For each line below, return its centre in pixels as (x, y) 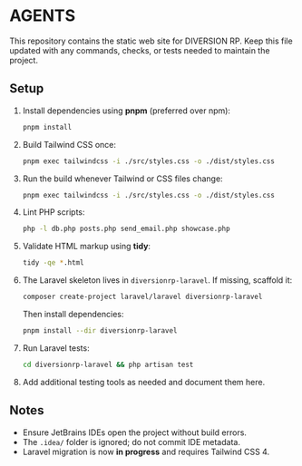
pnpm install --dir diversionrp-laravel (100, 331)
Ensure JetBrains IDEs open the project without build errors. (135, 432)
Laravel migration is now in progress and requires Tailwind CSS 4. (146, 451)
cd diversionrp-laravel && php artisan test (108, 364)
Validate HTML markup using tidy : (87, 247)
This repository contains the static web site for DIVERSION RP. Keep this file (151, 41)
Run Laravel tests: (56, 348)
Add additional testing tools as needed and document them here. (144, 382)
